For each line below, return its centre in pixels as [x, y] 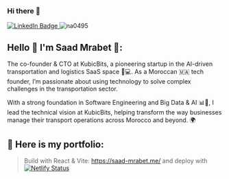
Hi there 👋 [24, 11]
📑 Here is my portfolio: [56, 144]
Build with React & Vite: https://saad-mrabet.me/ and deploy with [116, 160]
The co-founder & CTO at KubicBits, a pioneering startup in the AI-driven [110, 64]
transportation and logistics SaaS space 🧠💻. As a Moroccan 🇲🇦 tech [106, 72]
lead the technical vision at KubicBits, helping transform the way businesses [114, 112]
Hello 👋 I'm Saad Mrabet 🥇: [65, 47]
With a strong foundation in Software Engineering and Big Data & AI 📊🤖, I [110, 103]
